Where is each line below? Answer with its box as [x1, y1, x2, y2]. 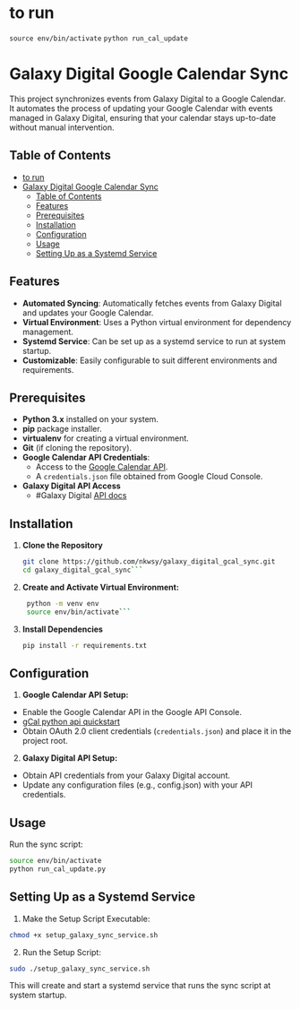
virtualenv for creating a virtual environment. [21, 433, 190, 444]
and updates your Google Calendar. [21, 307, 154, 318]
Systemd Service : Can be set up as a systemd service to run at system [21, 335, 287, 347]
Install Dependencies [21, 624, 103, 634]
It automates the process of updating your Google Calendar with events [9, 102, 273, 114]
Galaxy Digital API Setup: [21, 753, 118, 763]
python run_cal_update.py [9, 865, 106, 874]
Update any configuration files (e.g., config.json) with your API [21, 780, 253, 790]
